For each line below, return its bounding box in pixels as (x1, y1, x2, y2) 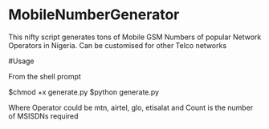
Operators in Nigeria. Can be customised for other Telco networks (8, 40, 227, 50)
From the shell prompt (8, 71, 82, 81)
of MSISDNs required (8, 111, 79, 121)
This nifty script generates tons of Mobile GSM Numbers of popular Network (8, 32, 262, 42)
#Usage (8, 56, 35, 66)
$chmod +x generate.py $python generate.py (8, 87, 159, 97)
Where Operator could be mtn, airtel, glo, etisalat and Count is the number (8, 103, 254, 112)
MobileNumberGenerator (8, 6, 180, 24)
